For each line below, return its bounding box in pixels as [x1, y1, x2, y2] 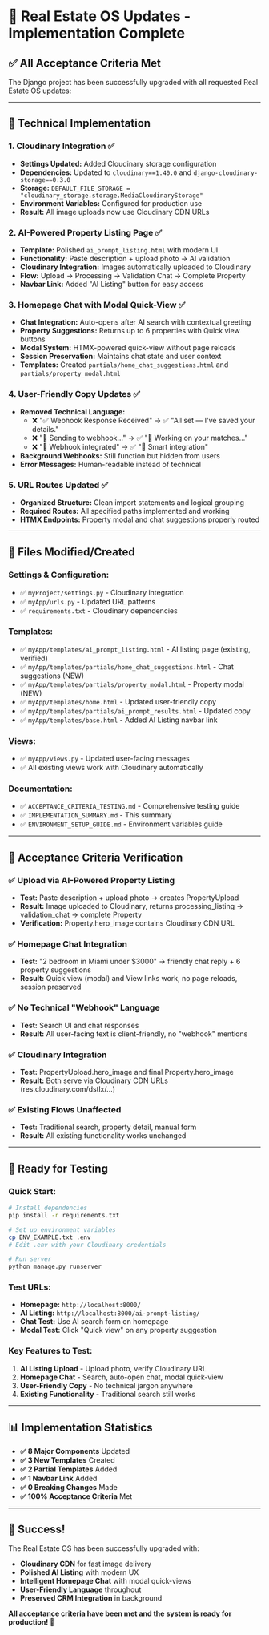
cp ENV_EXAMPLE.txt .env [8, 1233, 91, 1241]
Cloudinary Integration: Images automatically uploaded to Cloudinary [19, 262, 251, 272]
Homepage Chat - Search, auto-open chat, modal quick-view [19, 1372, 223, 1382]
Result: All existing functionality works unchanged [19, 1131, 187, 1140]
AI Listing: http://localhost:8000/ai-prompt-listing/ [19, 1308, 200, 1318]
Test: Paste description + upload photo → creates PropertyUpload [19, 893, 239, 902]
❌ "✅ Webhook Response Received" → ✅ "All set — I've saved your [31, 415, 255, 425]
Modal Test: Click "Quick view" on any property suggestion [19, 1326, 218, 1335]
